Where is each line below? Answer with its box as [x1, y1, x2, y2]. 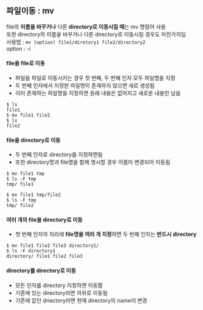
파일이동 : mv [6, 5, 55, 16]
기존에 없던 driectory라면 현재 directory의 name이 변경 [15, 297, 148, 304]
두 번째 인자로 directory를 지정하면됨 [15, 151, 103, 158]
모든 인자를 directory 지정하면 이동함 [15, 281, 103, 289]
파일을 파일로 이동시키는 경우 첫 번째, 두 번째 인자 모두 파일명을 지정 [15, 75, 176, 82]
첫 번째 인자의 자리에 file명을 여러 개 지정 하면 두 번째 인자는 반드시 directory [15, 231, 197, 238]
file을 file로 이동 [6, 59, 46, 67]
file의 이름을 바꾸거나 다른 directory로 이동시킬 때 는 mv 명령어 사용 [6, 23, 166, 30]
